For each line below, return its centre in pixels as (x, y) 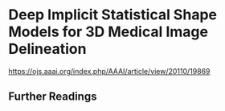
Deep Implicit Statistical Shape (112, 15)
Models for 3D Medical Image (108, 32)
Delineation (47, 49)
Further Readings (53, 97)
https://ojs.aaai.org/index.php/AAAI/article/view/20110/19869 (109, 71)
